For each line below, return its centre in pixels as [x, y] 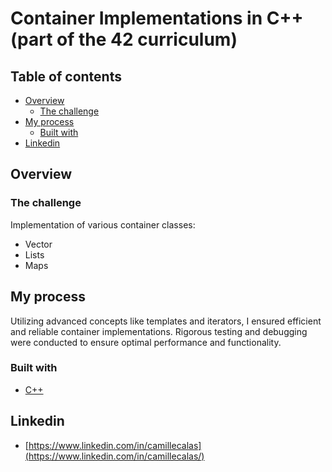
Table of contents [66, 76]
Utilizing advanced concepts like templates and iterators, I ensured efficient [166, 321]
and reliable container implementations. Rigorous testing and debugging [159, 331]
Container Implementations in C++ [157, 18]
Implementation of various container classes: [103, 224]
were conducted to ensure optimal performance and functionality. [146, 342]
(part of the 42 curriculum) [124, 39]
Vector [38, 244]
